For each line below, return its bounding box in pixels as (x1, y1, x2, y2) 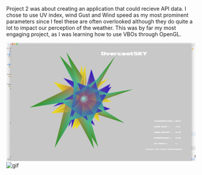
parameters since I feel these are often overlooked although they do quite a (6, 18, 193, 25)
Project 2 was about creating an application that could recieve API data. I (6, 5, 186, 12)
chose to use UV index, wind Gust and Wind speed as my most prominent (6, 11, 189, 19)
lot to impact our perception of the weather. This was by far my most (6, 24, 176, 31)
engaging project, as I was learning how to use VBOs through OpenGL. (6, 31, 182, 38)
